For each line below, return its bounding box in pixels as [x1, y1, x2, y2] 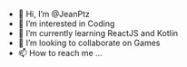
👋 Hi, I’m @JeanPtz [17, 9, 91, 19]
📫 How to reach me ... [17, 48, 103, 58]
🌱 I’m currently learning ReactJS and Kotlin [17, 28, 179, 38]
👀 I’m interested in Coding [17, 18, 115, 29]
